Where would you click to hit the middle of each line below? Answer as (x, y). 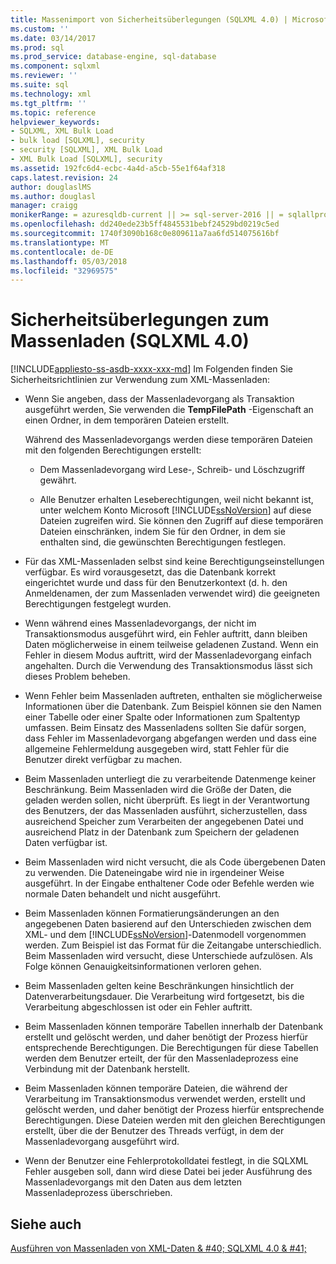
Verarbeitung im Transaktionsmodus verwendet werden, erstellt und (165, 1099)
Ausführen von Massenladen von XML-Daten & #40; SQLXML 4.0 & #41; (158, 1248)
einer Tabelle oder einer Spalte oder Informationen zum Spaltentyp (162, 717)
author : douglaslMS (51, 187)
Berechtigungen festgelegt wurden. (98, 604)
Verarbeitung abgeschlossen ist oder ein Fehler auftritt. (138, 1007)
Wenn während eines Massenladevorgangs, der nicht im (140, 623)
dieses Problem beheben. (77, 677)
